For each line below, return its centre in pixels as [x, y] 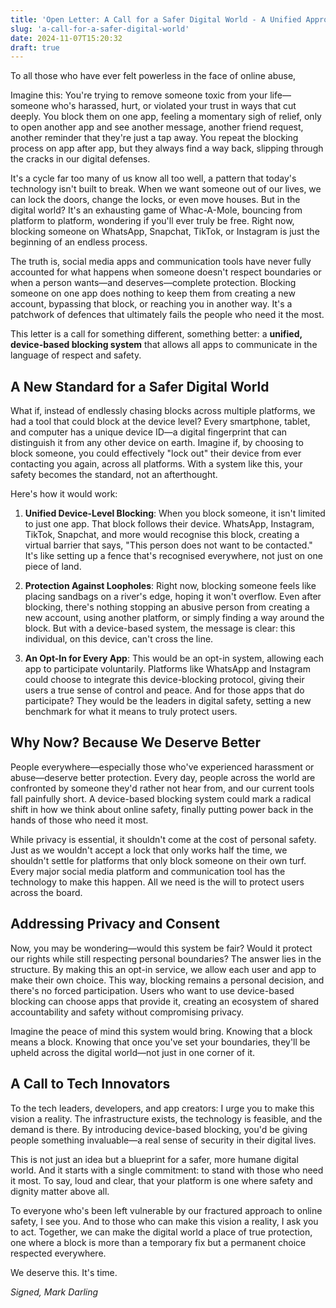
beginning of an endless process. [79, 242]
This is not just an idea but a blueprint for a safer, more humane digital [154, 1159]
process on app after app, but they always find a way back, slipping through [167, 148]
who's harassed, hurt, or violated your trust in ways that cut [173, 106]
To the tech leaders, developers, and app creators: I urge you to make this [162, 1108]
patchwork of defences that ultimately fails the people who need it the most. [167, 315]
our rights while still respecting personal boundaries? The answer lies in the [166, 958]
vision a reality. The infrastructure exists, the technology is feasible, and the [166, 1118]
